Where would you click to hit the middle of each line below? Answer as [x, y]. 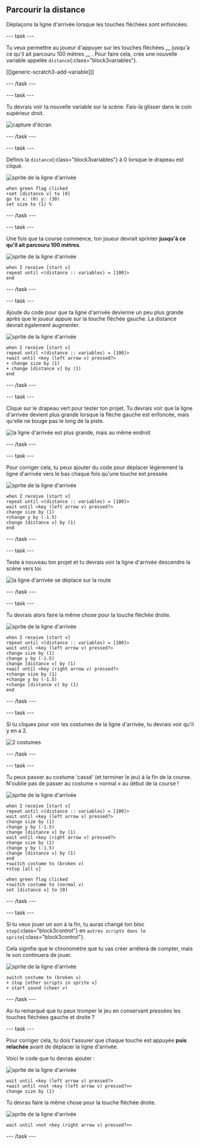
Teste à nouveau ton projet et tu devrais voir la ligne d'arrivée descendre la [99, 562]
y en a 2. [17, 730]
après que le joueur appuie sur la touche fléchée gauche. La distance [91, 318]
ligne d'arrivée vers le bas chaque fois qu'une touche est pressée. [87, 473]
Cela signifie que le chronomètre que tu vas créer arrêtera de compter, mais [99, 948]
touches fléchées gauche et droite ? [50, 1017]
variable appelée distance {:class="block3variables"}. [72, 60]
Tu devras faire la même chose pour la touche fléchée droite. [81, 1102]
